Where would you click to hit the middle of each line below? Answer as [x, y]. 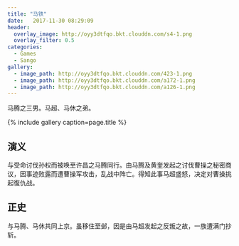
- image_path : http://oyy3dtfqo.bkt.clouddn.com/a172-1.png [105, 80]
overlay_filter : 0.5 [44, 41]
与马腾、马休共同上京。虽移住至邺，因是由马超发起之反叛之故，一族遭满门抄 [119, 226]
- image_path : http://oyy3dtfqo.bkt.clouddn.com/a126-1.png [105, 87]
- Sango [25, 61]
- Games [25, 54]
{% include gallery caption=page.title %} [67, 123]
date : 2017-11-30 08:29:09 [51, 21]
